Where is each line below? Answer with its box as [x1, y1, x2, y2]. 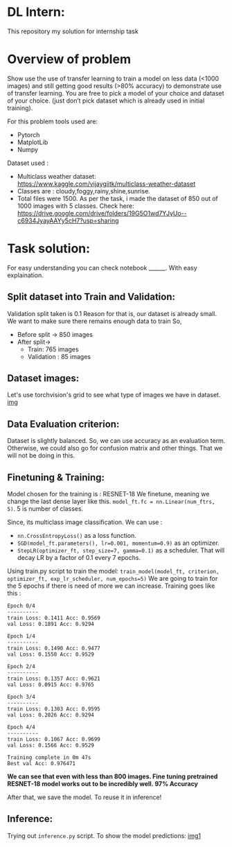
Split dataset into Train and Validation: [7, 291, 175, 303]
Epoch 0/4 [7, 602, 36, 610]
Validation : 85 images [27, 352, 91, 360]
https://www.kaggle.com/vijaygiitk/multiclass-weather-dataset [17, 180, 196, 188]
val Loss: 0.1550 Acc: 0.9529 [7, 651, 95, 658]
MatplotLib [17, 138, 48, 146]
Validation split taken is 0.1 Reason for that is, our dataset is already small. [7, 309, 217, 317]
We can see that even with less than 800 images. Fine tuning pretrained [7, 772, 218, 780]
